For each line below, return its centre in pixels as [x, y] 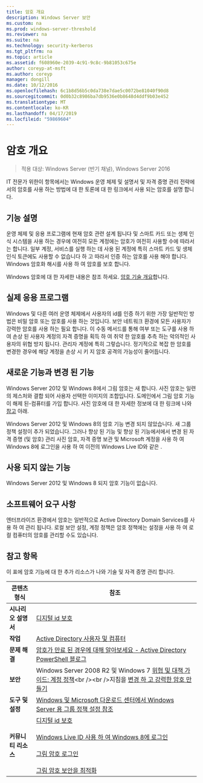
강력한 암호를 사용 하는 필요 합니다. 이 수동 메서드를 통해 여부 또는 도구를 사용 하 [100, 329]
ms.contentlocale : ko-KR [37, 108]
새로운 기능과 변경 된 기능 [50, 373]
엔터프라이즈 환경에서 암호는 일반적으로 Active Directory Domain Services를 [98, 520]
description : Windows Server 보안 [48, 18]
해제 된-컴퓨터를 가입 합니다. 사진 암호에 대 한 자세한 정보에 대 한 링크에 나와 [102, 403]
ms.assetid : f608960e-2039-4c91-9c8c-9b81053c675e [71, 62]
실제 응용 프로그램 [37, 298]
